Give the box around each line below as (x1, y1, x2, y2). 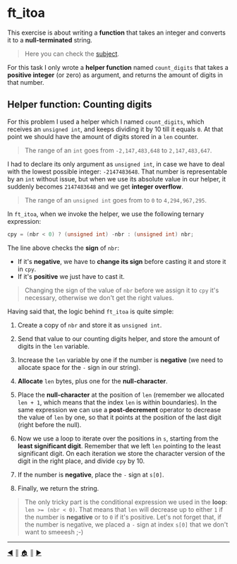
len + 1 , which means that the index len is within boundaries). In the (17, 397, 217, 407)
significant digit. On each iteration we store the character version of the (17, 449, 226, 457)
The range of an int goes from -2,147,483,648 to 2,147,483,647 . (24, 146, 212, 155)
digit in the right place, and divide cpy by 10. (17, 457, 145, 465)
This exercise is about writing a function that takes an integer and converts (7, 28, 226, 37)
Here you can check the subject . (24, 49, 120, 58)
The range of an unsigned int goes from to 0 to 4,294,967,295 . (24, 196, 207, 204)
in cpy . (17, 265, 37, 273)
